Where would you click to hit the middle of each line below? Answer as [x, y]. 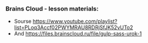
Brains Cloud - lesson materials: [52, 9]
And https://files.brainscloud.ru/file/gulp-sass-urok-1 [78, 34]
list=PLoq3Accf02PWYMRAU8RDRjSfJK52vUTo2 [73, 27]
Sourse [23, 21]
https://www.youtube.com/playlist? [75, 21]
